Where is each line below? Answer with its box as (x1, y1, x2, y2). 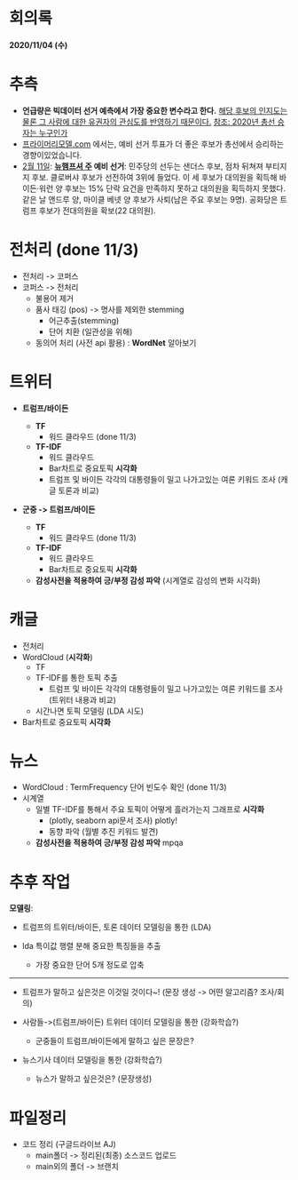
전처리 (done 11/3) (9, 239, 139, 259)
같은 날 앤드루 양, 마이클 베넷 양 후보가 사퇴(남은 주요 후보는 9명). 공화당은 (21, 194, 278, 204)
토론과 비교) (58, 485, 99, 496)
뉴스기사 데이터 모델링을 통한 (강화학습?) (21, 1055, 162, 1065)
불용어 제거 (35, 292, 74, 303)
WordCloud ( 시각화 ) (21, 651, 93, 662)
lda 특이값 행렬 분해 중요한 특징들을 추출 (21, 941, 161, 952)
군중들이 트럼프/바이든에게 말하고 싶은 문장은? (35, 1036, 195, 1047)
